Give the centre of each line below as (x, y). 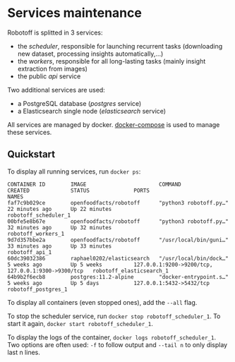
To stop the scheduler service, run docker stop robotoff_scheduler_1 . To (114, 316)
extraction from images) (53, 68)
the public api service (49, 76)
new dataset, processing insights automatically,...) (90, 54)
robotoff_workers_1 (36, 234)
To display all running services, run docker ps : (74, 171)
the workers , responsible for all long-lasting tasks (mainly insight (112, 61)
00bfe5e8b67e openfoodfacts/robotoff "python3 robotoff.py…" (118, 221)
